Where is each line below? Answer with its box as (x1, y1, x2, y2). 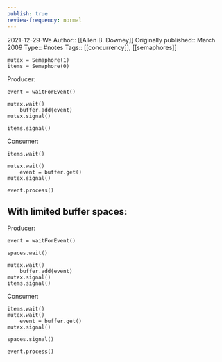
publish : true (7, 10, 49, 17)
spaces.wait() (7, 249, 49, 257)
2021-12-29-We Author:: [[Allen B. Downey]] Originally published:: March (7, 35, 216, 44)
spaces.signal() (7, 336, 54, 343)
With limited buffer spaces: (7, 206, 128, 217)
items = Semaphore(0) (7, 63, 70, 69)
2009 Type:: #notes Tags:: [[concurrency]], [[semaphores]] (7, 43, 177, 51)
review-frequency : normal (7, 17, 82, 24)
